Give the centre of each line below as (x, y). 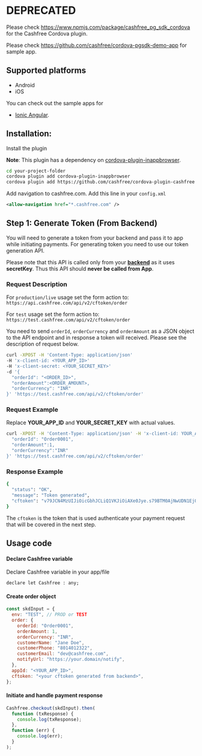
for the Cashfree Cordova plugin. (47, 33)
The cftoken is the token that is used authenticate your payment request (96, 518)
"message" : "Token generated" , (51, 495)
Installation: (29, 134)
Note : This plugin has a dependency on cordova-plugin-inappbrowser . (94, 160)
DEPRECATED (41, 11)
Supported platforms (46, 71)
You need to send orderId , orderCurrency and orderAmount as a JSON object (100, 331)
